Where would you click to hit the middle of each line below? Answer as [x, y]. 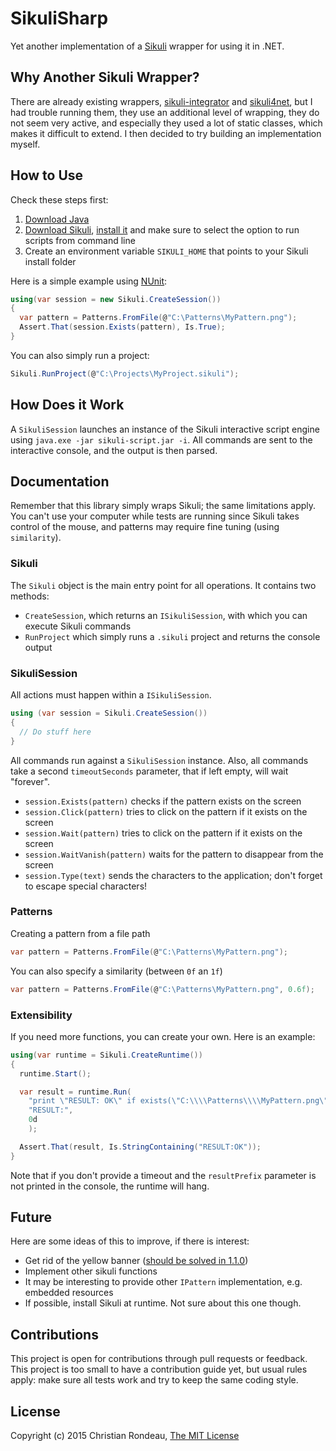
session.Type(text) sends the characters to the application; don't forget [173, 875]
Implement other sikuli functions [91, 1271]
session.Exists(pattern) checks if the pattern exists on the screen [163, 801]
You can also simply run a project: [80, 355]
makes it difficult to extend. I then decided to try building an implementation [166, 133]
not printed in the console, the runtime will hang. [110, 1186]
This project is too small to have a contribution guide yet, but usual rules [159, 1369]
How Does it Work [67, 405]
